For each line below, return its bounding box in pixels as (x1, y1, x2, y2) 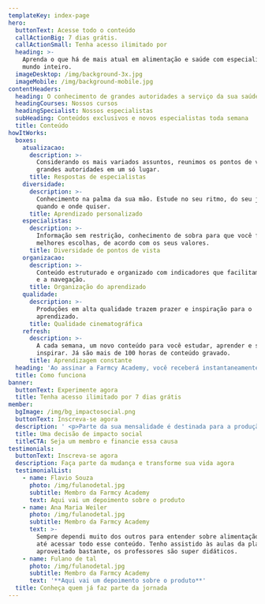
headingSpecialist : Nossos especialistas (15, 107, 154, 115)
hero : (8, 19, 26, 27)
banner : (8, 378, 34, 387)
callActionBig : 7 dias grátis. (15, 33, 118, 42)
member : (8, 400, 34, 409)
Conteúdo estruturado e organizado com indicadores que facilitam (36, 268, 259, 276)
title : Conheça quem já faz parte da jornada (15, 584, 168, 592)
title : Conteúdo (15, 122, 69, 129)
